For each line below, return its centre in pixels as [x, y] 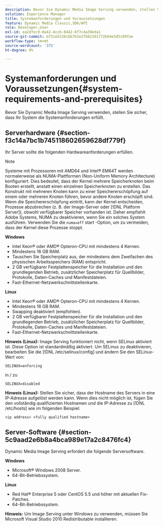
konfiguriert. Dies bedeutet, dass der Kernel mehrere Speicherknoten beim [80, 181]
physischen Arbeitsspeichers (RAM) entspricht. [59, 262]
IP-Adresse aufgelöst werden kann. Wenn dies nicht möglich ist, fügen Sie [79, 398]
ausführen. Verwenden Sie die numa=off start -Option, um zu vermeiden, [77, 222]
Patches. [21, 499]
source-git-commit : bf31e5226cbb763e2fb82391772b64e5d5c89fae [69, 37]
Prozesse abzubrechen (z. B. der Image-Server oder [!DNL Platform [73, 207]
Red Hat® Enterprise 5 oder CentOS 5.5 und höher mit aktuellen [75, 494]
